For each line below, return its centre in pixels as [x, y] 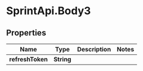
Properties [26, 33]
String [62, 59]
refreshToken [29, 59]
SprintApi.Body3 [49, 11]
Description [94, 49]
